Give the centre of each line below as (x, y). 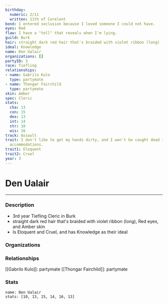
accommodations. (26, 145)
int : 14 (18, 121)
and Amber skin (29, 226)
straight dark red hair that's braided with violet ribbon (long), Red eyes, (85, 221)
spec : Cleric (19, 98)
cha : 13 (18, 107)
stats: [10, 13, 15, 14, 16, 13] (40, 297)
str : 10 (18, 126)
